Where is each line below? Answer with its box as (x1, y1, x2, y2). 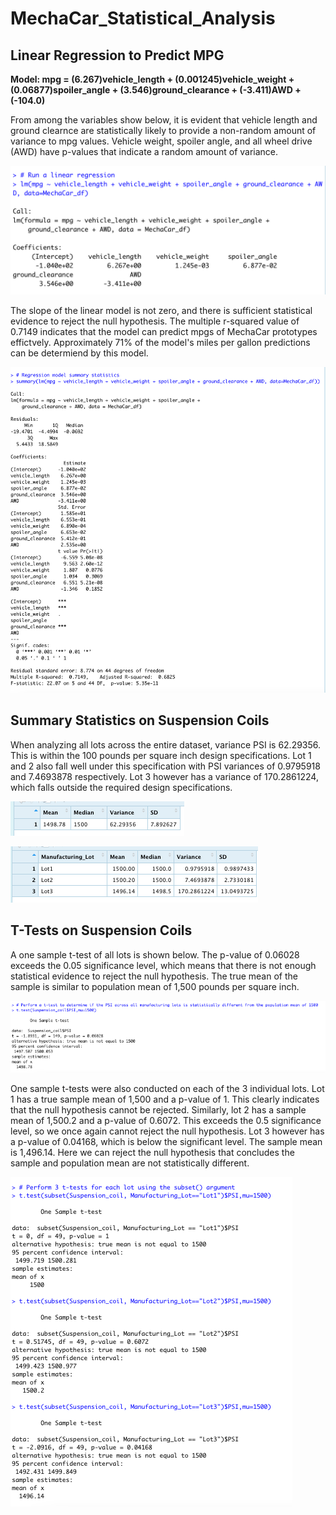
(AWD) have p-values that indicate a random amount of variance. (10, 146, 279, 157)
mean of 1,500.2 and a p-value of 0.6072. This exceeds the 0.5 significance (10, 1114, 322, 1126)
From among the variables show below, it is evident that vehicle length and (10, 114, 318, 126)
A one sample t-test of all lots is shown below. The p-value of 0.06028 (10, 948, 300, 961)
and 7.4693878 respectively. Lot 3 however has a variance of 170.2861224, (10, 770, 319, 782)
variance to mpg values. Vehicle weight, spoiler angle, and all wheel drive (10, 135, 313, 147)
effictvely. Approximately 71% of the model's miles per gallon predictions (10, 336, 311, 348)
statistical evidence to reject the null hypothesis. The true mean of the (10, 970, 298, 982)
